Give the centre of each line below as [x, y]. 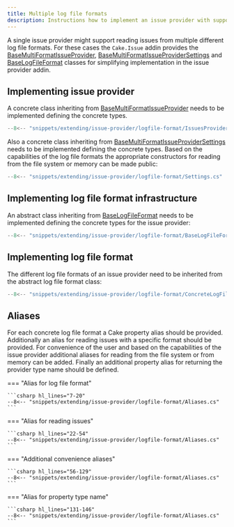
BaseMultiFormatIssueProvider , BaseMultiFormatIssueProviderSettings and [115, 55]
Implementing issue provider [71, 91]
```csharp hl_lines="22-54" [48, 434]
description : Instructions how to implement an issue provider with [109, 20]
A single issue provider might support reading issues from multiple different [116, 40]
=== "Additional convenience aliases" [61, 459]
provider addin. [29, 70]
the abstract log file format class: [55, 281]
